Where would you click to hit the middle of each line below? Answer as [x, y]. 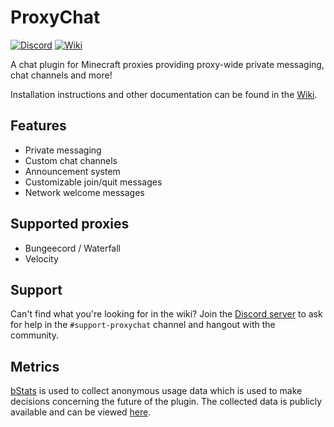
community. [34, 335]
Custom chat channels [71, 160]
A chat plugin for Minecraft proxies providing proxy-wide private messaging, [167, 64]
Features [38, 126]
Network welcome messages [84, 192]
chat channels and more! [61, 75]
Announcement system [72, 171]
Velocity [41, 258]
